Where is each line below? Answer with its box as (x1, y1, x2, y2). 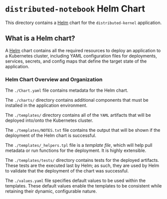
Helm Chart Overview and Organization (5, 76, 102, 83)
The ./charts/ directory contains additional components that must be (5, 97, 148, 103)
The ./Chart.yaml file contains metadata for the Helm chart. (5, 87, 128, 93)
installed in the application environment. (5, 102, 87, 108)
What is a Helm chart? (5, 34, 75, 43)
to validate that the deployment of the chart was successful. (5, 168, 129, 174)
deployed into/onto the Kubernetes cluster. (5, 117, 93, 123)
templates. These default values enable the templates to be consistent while (5, 183, 162, 189)
